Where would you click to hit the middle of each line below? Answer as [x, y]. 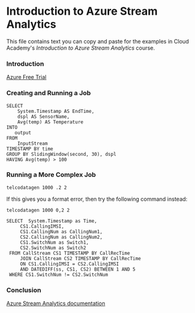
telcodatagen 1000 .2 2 [37, 187]
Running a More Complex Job [51, 175]
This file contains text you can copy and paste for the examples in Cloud [97, 41]
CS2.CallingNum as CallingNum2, [61, 237]
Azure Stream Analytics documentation [56, 303]
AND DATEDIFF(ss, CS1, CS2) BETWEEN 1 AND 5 [78, 269]
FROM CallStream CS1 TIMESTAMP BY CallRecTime [70, 253]
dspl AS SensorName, [44, 117]
